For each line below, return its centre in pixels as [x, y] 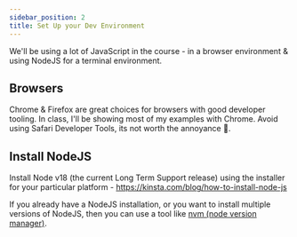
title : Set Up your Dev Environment [77, 26]
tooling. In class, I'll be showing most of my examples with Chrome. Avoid [144, 119]
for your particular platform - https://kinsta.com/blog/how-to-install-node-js [148, 187]
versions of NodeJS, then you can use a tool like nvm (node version [133, 214]
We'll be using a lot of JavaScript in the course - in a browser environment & [149, 51]
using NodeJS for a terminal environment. [86, 60]
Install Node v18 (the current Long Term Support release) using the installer [147, 178]
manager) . [28, 224]
